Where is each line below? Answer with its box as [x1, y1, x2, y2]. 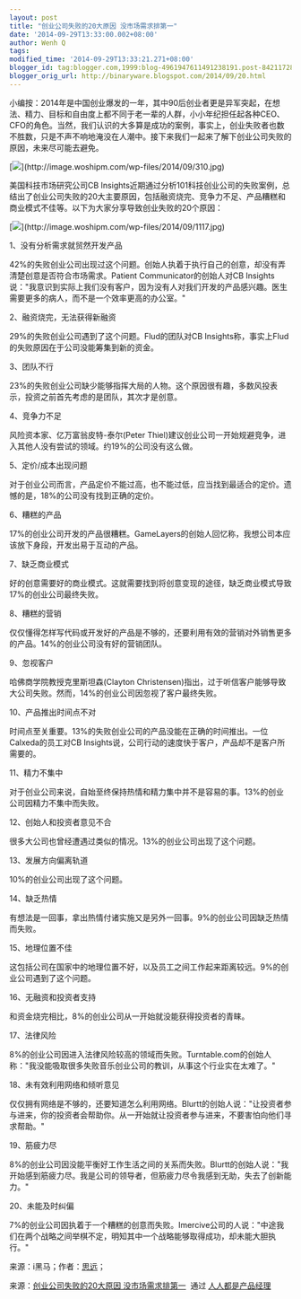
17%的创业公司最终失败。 [9, 589, 104, 600]
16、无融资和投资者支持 [9, 991, 97, 1002]
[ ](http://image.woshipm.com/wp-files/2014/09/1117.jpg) [9, 221, 226, 232]
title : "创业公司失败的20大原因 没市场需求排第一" [9, 22, 177, 31]
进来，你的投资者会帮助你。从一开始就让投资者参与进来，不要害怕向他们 [16, 1110, 284, 1120]
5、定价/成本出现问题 [9, 460, 88, 470]
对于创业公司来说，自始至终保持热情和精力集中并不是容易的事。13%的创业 [9, 786, 285, 797]
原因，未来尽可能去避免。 [9, 142, 104, 153]
